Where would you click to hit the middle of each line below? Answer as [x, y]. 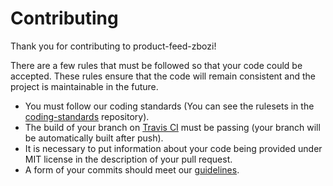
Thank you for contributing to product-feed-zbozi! [113, 46]
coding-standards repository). [87, 116]
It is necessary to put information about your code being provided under [173, 148]
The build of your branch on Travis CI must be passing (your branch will [172, 127]
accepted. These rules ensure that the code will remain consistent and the [163, 76]
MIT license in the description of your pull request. [128, 159]
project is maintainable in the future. [84, 86]
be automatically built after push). [94, 138]
